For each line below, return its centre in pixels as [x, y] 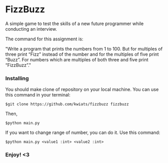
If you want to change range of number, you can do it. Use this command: [83, 133]
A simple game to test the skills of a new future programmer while [75, 24]
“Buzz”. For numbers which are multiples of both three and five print [77, 59]
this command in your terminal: [38, 95]
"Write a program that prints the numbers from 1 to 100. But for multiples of [84, 49]
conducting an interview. [31, 29]
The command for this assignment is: [44, 39]
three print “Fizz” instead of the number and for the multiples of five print [82, 54]
